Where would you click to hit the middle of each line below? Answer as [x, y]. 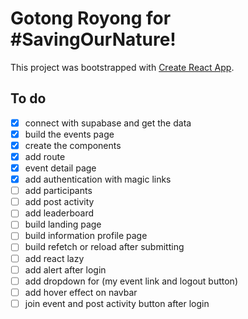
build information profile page [86, 236]
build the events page [69, 134]
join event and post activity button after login [117, 303]
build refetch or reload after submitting [104, 247]
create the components [73, 145]
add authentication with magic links [98, 179]
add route [45, 156]
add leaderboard [59, 213]
